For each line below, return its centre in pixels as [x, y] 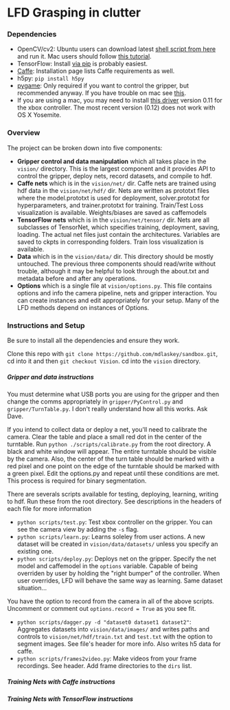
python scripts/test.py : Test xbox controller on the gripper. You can [115, 522]
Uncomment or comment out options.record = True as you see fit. [102, 609]
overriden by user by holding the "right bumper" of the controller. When [118, 574]
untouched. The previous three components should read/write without [116, 264]
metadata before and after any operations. [77, 278]
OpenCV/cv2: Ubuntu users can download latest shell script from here [116, 49]
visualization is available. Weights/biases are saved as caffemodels [112, 212]
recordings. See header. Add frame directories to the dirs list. [104, 666]
